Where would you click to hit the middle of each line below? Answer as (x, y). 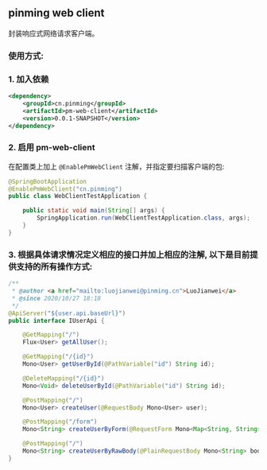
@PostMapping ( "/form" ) (60, 422)
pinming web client (56, 13)
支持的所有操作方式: (54, 266)
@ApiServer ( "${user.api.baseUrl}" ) (67, 313)
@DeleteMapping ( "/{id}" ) (64, 378)
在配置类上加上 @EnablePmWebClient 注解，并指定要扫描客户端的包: (116, 166)
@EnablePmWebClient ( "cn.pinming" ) (66, 189)
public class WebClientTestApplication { (78, 196)
